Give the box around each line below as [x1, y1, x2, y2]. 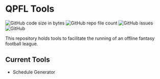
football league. [5, 40, 38, 46]
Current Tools [5, 56, 50, 64]
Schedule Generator [12, 69, 55, 75]
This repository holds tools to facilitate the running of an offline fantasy [5, 35, 155, 41]
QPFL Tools [5, 3, 55, 15]
